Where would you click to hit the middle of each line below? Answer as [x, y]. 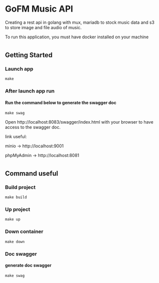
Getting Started [29, 55]
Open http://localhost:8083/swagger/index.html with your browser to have [79, 122]
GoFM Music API [39, 9]
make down [15, 242]
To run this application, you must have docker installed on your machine [77, 37]
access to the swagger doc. [33, 127]
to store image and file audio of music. [43, 27]
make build [16, 197]
